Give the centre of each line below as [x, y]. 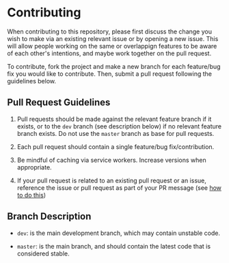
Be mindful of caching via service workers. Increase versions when [111, 160]
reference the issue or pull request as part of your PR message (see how [119, 188]
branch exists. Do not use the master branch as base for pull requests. [116, 133]
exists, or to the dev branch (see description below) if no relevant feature [119, 126]
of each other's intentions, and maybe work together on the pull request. [109, 53]
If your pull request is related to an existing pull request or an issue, [112, 180]
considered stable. [43, 253]
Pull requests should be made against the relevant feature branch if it [114, 119]
